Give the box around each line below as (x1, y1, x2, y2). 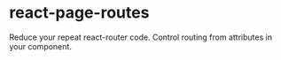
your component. (9, 41, 73, 51)
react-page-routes (9, 3, 150, 23)
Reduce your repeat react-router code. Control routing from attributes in (9, 32, 273, 42)
